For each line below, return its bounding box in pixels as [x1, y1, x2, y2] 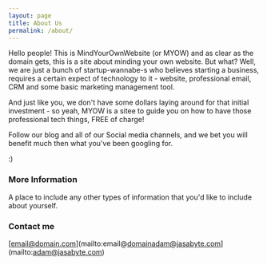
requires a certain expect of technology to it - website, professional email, [8, 73, 252, 84]
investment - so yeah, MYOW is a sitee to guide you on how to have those [8, 106, 252, 116]
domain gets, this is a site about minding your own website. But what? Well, [8, 57, 256, 66]
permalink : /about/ [8, 26, 74, 34]
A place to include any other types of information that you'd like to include [8, 192, 253, 202]
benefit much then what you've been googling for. [8, 139, 173, 148]
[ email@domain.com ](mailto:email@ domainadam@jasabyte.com [8, 239, 221, 248]
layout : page [8, 11, 52, 20]
